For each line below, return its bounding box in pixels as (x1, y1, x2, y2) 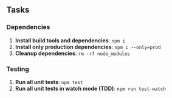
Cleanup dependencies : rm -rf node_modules (15, 50, 131, 57)
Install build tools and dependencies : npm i (15, 36, 126, 44)
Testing (6, 65, 29, 73)
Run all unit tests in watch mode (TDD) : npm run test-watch (15, 85, 166, 92)
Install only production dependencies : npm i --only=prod (15, 43, 161, 50)
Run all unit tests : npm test (15, 78, 83, 85)
